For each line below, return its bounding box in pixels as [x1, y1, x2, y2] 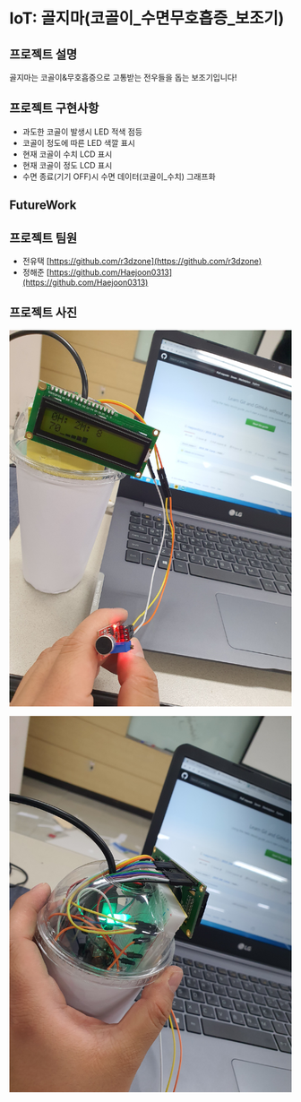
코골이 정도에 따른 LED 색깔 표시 [21, 137, 136, 148]
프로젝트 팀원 [9, 230, 78, 245]
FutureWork [9, 198, 77, 213]
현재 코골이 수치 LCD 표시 [21, 149, 113, 159]
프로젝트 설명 [9, 47, 78, 62]
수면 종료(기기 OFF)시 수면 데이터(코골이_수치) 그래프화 [21, 171, 217, 182]
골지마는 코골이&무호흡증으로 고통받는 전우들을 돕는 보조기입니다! [9, 73, 237, 82]
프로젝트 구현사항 [9, 100, 99, 116]
